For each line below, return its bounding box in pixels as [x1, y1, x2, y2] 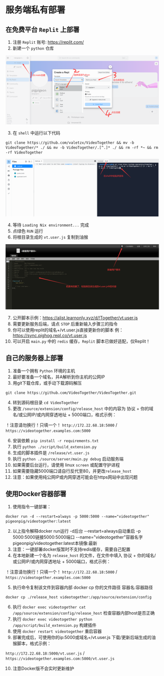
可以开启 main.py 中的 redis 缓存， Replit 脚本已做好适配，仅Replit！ [12, 338, 150, 344]
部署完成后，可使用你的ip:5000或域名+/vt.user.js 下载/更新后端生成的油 [12, 634, 156, 640]
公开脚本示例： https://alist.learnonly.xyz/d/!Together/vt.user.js [12, 315, 138, 321]
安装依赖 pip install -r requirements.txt [12, 437, 99, 444]
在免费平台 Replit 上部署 [5, 25, 80, 34]
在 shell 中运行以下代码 [12, 130, 60, 136]
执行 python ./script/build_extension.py [12, 444, 97, 449]
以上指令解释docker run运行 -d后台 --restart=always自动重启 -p [12, 528, 141, 534]
